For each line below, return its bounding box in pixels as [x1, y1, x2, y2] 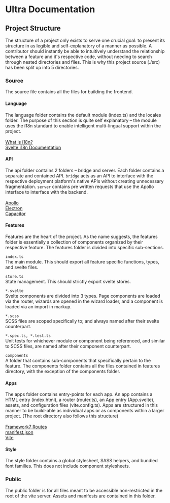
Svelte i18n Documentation [5, 144, 61, 150]
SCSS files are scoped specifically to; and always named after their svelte [5, 317, 159, 324]
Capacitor [5, 210, 26, 217]
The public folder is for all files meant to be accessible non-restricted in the [5, 487, 163, 493]
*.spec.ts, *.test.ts [5, 333, 51, 338]
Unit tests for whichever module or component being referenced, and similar [5, 337, 165, 343]
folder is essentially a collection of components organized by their [5, 239, 143, 245]
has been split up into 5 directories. [5, 65, 79, 70]
